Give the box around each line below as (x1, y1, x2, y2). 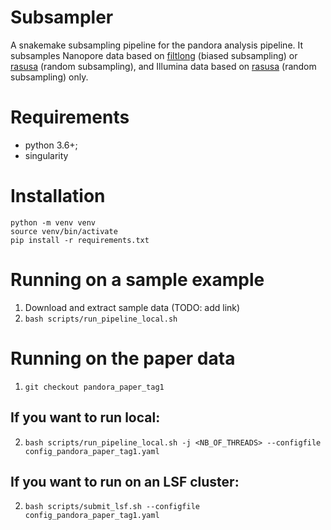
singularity (24, 149, 69, 161)
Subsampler (10, 6, 114, 29)
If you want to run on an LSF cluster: (10, 473, 240, 490)
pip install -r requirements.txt (10, 235, 150, 245)
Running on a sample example (10, 269, 265, 291)
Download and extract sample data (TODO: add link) (24, 301, 241, 313)
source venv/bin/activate (10, 226, 118, 236)
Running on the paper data (10, 347, 236, 370)
